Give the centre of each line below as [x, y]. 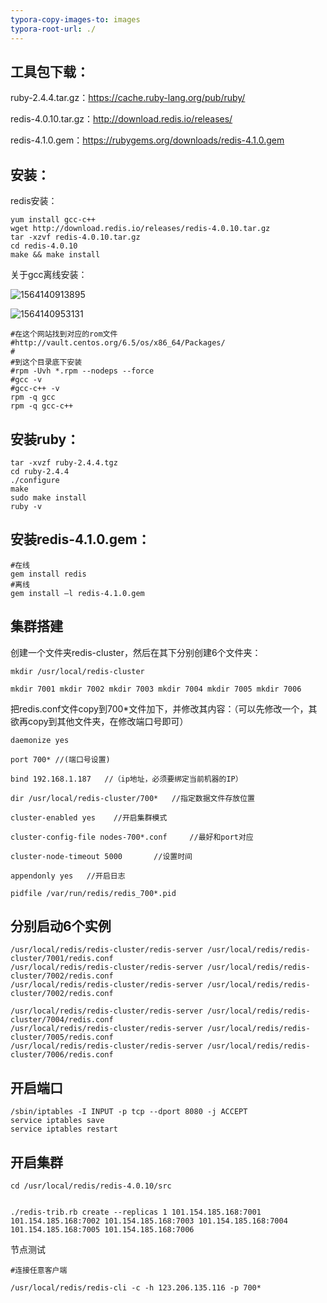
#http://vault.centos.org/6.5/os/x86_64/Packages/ [118, 343]
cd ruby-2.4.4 [40, 471]
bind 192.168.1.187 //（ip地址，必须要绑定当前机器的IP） [126, 779]
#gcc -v [26, 380]
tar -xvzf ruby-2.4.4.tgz [64, 462]
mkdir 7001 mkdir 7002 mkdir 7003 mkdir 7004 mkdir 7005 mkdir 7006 [156, 689]
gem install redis [48, 574]
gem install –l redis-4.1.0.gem [77, 593]
